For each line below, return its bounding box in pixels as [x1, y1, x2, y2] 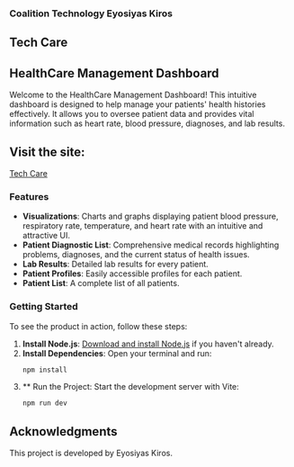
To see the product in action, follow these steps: [9, 320, 188, 331]
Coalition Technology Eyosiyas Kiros [9, 7, 174, 20]
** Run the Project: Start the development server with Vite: [22, 382, 240, 392]
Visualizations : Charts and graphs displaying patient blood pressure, [22, 211, 279, 222]
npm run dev [22, 399, 67, 408]
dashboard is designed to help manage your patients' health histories [9, 99, 266, 110]
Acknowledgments [9, 424, 119, 439]
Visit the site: [9, 144, 85, 159]
